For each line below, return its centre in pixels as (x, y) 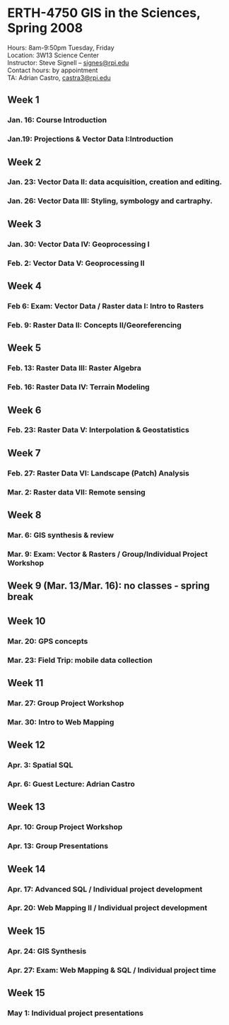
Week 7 (24, 453)
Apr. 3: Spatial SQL (40, 765)
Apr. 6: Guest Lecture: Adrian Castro (71, 784)
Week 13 (27, 807)
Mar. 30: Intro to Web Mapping (61, 722)
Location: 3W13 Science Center (53, 55)
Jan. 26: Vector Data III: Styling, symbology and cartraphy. (110, 201)
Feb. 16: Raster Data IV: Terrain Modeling (78, 387)
